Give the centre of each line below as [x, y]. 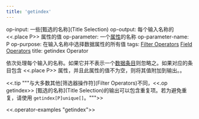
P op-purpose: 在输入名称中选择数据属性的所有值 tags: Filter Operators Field [99, 44]
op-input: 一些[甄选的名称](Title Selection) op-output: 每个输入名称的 [90, 29]
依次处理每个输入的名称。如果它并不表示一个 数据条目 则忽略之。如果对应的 [97, 63]
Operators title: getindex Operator [47, 50]
